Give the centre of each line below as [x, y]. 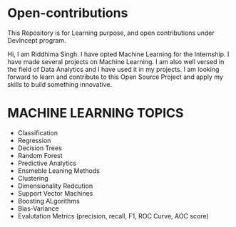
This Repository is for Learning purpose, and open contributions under [111, 33]
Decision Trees [40, 148]
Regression [34, 140]
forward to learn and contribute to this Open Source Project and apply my [115, 77]
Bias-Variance [38, 208]
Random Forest [40, 155]
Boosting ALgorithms [48, 201]
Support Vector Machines [55, 193]
